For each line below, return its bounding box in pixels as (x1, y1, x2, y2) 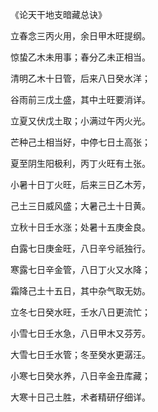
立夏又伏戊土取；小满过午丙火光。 (10, 115, 151, 127)
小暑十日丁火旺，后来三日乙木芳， (10, 179, 151, 190)
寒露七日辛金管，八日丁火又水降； (10, 264, 151, 275)
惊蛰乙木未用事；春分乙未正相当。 (10, 51, 151, 63)
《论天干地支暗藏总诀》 (10, 9, 107, 20)
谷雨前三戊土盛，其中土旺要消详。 (10, 94, 151, 105)
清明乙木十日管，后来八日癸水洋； (10, 73, 151, 84)
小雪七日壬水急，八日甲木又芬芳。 (10, 328, 151, 339)
